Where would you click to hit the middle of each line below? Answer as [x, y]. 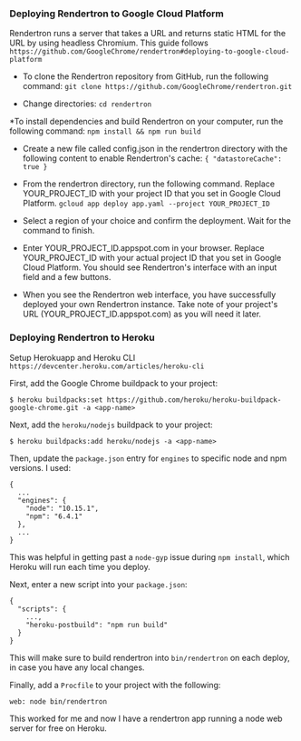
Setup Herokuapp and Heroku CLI [73, 357]
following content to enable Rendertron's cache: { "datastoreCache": [152, 158]
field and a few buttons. [67, 277]
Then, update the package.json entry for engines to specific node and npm [148, 458]
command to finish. [58, 231]
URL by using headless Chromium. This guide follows [109, 43]
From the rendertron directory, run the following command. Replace [148, 184]
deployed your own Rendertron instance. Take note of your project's [150, 305]
